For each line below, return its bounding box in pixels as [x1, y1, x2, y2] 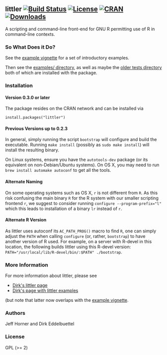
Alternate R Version [5, 217, 47, 223]
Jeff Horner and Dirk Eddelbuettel [5, 321, 75, 327]
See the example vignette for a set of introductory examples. [5, 55, 129, 61]
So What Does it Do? [5, 43, 56, 50]
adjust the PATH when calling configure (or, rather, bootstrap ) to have [5, 233, 146, 239]
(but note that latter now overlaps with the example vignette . [5, 297, 129, 303]
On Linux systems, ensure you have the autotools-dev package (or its [5, 157, 148, 163]
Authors [5, 310, 26, 317]
